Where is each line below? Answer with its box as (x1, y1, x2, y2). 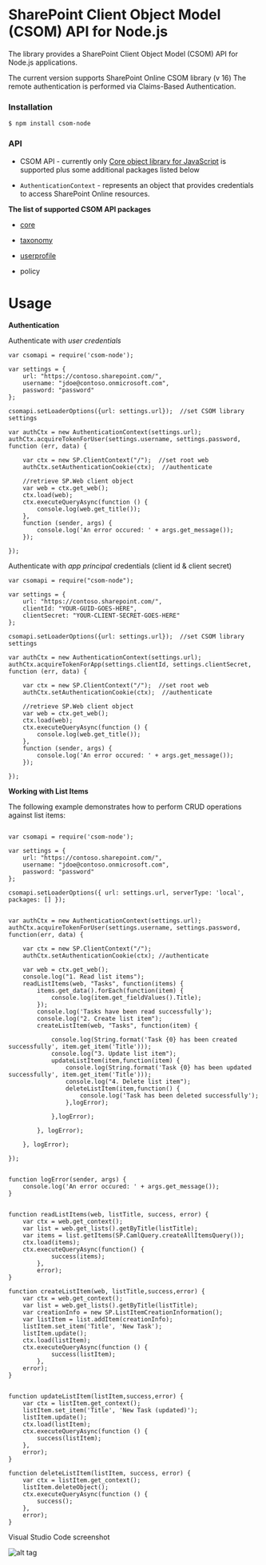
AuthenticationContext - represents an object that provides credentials (19, 180, 254, 189)
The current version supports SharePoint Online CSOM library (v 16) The (8, 73, 247, 82)
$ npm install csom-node (8, 120, 91, 128)
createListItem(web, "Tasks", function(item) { (37, 1021, 198, 1030)
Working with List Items (8, 786, 89, 796)
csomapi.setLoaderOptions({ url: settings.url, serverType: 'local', (8, 889, 245, 897)
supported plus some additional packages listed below (19, 165, 200, 174)
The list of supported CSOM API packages (8, 204, 152, 213)
